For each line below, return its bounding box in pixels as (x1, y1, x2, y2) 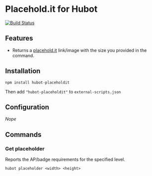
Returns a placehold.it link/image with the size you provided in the (12, 47, 147, 53)
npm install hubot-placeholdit (5, 80, 70, 85)
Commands (5, 130, 42, 139)
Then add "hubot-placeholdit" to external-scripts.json (5, 88, 121, 94)
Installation (5, 67, 41, 75)
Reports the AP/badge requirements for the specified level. (5, 157, 125, 163)
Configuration (5, 103, 50, 111)
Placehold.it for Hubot (5, 3, 98, 15)
